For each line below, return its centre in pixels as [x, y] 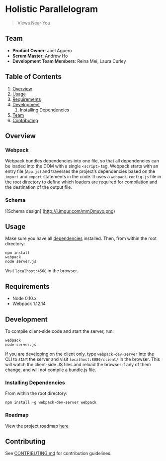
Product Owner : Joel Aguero [42, 50]
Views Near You [34, 23]
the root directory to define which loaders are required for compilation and [81, 182]
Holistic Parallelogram [52, 9]
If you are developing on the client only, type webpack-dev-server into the [80, 354]
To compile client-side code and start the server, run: [60, 331]
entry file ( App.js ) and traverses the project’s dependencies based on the [80, 171]
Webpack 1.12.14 [29, 304]
